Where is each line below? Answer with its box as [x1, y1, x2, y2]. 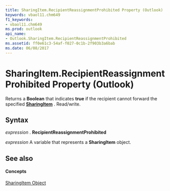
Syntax [5, 116, 29, 124]
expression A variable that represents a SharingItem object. [5, 139, 131, 145]
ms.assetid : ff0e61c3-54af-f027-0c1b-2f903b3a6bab [5, 41, 115, 46]
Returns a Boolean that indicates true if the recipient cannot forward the [5, 95, 157, 101]
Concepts [5, 168, 27, 175]
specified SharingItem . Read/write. [5, 101, 81, 107]
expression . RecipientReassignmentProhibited [5, 129, 107, 136]
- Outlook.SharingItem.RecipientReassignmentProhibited [5, 36, 127, 41]
